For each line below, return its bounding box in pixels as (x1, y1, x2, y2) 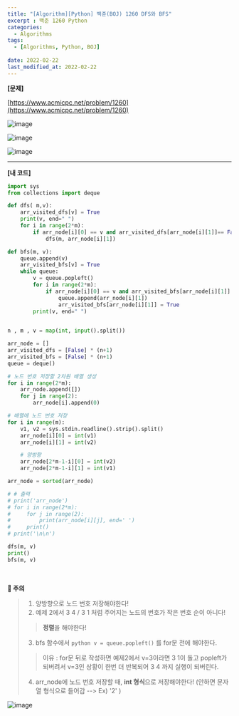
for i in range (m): (7, 418, 65, 426)
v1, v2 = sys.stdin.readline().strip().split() (20, 425, 164, 432)
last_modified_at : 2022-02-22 (7, 63, 97, 71)
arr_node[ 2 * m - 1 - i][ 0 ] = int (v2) (20, 458, 116, 465)
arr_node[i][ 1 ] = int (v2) (20, 439, 97, 446)
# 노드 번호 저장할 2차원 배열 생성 (7, 373, 97, 380)
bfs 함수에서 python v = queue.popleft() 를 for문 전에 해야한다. (35, 638, 218, 647)
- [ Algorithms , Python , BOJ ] (14, 43, 100, 51)
